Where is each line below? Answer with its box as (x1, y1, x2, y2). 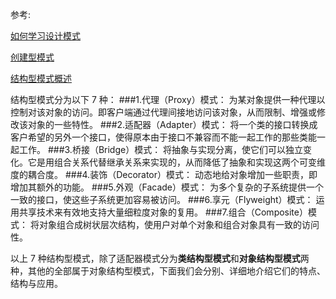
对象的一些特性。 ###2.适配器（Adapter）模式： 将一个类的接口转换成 (27, 119, 318, 130)
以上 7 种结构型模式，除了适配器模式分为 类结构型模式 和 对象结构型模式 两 (10, 253, 310, 264)
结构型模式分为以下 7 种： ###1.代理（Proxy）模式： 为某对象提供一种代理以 (10, 94, 326, 105)
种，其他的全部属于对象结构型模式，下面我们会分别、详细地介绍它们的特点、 (10, 265, 326, 277)
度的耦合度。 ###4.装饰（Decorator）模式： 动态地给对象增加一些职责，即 (10, 169, 318, 180)
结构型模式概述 (10, 73, 72, 84)
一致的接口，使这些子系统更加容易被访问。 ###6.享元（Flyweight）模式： (10, 194, 314, 205)
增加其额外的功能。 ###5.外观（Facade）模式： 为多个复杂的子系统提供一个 (10, 181, 324, 193)
